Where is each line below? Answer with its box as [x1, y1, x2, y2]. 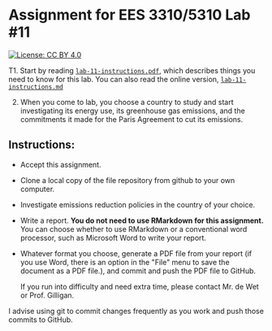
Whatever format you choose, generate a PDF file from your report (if [19, 248, 253, 258]
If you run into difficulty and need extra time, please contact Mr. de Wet [19, 281, 260, 291]
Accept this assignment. [19, 159, 101, 169]
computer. [19, 184, 55, 194]
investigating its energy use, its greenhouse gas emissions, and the [19, 106, 245, 115]
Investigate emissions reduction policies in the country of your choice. [19, 199, 256, 209]
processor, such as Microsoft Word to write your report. [19, 233, 207, 242]
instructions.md [8, 83, 63, 91]
